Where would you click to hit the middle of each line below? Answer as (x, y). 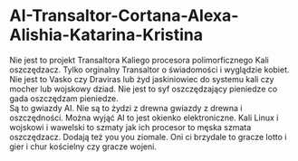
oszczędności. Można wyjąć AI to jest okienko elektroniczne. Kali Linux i (144, 118)
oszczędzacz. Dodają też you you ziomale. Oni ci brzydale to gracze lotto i (148, 137)
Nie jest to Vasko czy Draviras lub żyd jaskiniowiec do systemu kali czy (142, 79)
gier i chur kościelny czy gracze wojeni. (83, 147)
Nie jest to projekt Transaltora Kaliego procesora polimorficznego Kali (139, 60)
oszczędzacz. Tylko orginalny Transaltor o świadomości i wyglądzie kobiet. (149, 70)
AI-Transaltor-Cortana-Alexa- (124, 16)
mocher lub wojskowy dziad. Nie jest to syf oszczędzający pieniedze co (144, 89)
